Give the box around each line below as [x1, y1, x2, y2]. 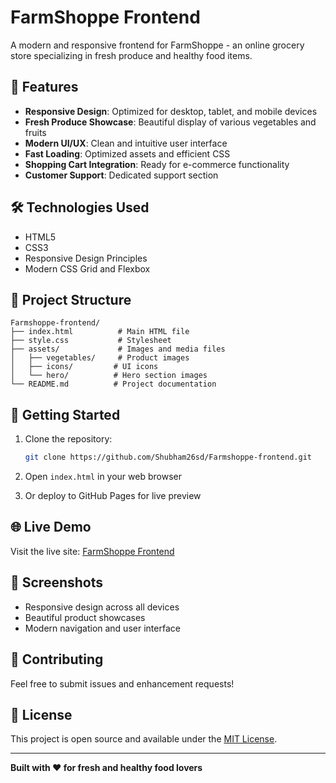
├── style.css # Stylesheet [10, 336, 172, 346]
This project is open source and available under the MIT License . [10, 733, 278, 745]
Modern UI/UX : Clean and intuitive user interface [24, 137, 228, 149]
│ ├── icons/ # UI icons [10, 362, 159, 372]
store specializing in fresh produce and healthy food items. [10, 49, 253, 61]
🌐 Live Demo [10, 519, 92, 536]
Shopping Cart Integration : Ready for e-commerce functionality [24, 158, 290, 170]
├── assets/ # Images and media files [10, 344, 226, 355]
